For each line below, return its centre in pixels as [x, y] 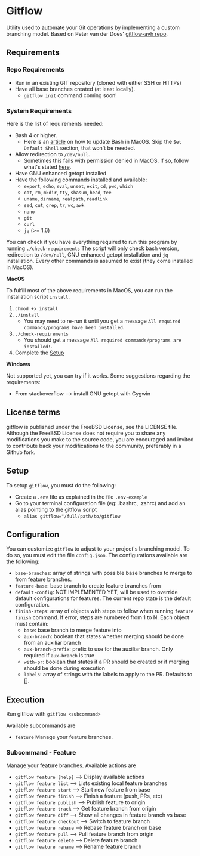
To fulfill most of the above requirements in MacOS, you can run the [90, 290]
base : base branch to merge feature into [73, 630]
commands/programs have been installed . [74, 327]
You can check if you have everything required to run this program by [92, 242]
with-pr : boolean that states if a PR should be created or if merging [106, 662]
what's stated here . [47, 167]
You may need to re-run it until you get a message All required [102, 321]
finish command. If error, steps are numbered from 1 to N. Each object [102, 617]
